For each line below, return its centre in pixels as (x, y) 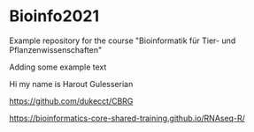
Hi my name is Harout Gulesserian (71, 84)
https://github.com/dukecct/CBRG (71, 101)
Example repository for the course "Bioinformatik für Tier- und (123, 40)
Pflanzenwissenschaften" (56, 49)
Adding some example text (58, 67)
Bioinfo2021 (54, 16)
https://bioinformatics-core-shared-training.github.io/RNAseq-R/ (127, 118)
